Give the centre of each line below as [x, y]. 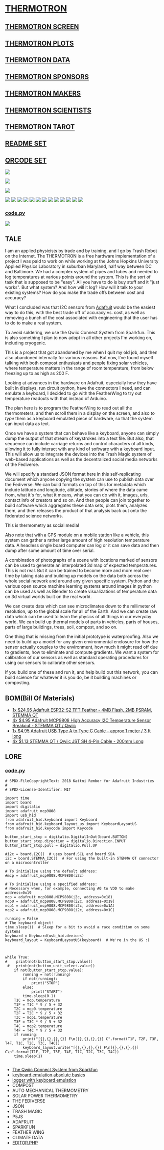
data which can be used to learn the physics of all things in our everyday [78, 617]
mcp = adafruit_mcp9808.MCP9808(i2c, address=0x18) [59, 897]
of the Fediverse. [22, 464]
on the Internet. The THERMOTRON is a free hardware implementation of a [80, 256]
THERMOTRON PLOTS [40, 43]
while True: [17, 957]
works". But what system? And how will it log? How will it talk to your [74, 287]
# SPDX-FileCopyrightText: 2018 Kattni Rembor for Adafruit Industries [80, 781]
